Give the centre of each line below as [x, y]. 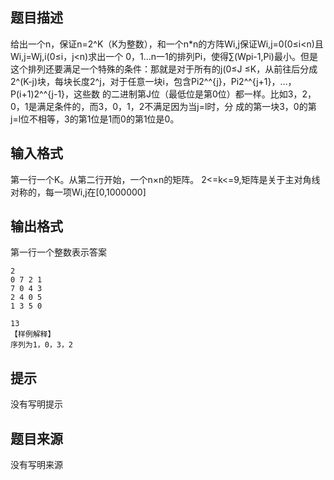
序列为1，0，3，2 [41, 345]
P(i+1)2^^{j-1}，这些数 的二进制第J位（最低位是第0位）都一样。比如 [149, 94]
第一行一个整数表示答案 [58, 252]
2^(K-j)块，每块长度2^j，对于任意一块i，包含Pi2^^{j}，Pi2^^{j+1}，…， [153, 81]
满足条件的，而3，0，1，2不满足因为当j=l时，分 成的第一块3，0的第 [176, 106]
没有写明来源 [36, 465]
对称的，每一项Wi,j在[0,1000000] [78, 192]
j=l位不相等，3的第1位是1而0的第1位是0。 [95, 119]
